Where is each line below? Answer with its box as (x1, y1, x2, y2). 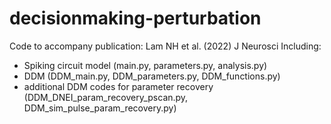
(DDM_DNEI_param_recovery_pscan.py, (23, 91, 189, 103)
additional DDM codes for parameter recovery (23, 80, 214, 92)
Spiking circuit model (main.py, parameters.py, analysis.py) (23, 59, 268, 71)
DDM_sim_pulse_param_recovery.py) (23, 102, 177, 114)
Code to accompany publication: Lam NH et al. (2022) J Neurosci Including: (9, 40, 322, 52)
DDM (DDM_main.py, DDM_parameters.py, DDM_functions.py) (23, 70, 281, 82)
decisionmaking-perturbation (9, 7, 262, 30)
